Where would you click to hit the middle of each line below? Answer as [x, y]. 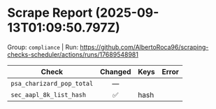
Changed [116, 71]
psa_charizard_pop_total [52, 83]
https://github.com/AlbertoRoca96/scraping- [144, 47]
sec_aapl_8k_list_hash [48, 95]
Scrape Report [50, 13]
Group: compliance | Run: [43, 47]
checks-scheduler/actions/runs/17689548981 [73, 54]
